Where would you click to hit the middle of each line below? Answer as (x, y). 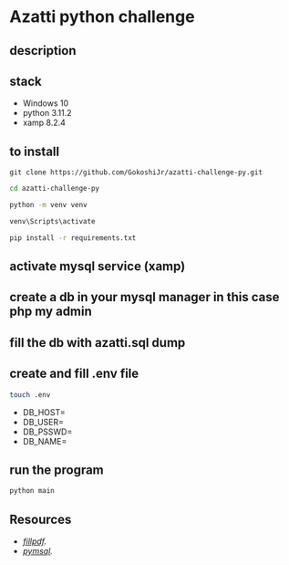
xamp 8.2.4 (44, 123)
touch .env (30, 394)
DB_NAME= (45, 441)
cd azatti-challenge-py (55, 189)
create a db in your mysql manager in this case (144, 297)
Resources (41, 519)
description (43, 51)
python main (32, 491)
